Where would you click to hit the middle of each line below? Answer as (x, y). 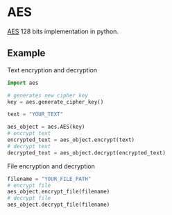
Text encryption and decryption (52, 70)
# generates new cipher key (48, 95)
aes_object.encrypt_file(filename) (59, 192)
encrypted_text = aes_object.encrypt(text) (71, 140)
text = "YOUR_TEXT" (35, 114)
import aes (23, 83)
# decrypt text (29, 146)
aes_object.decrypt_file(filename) (59, 205)
